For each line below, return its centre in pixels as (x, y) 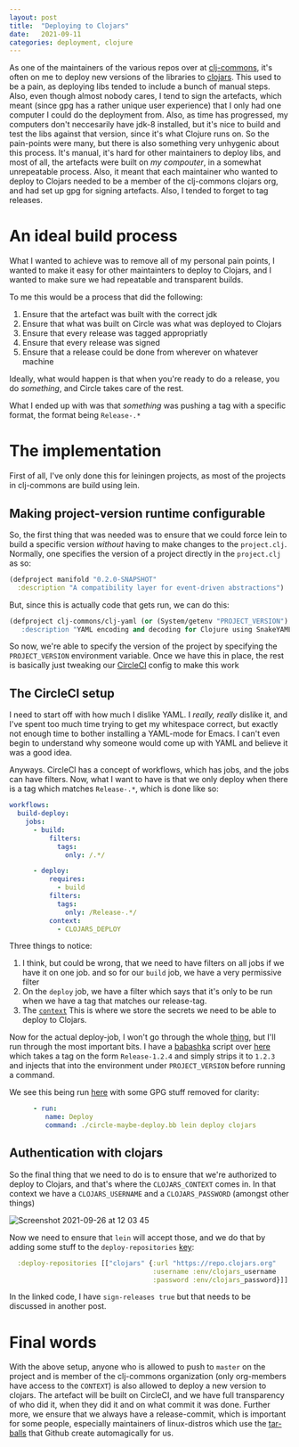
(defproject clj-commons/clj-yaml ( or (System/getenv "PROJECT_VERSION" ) (149, 621)
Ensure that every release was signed (91, 343)
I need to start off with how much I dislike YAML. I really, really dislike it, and (148, 715)
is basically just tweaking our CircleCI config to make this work (124, 666)
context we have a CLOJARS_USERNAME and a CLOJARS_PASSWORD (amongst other (149, 1193)
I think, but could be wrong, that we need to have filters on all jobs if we (153, 963)
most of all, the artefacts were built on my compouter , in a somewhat (135, 162)
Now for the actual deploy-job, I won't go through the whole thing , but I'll (142, 1037)
